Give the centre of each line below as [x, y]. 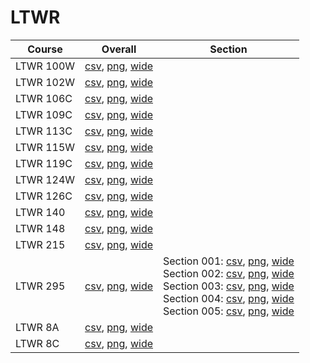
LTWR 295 [40, 286]
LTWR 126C [44, 196]
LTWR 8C [37, 343]
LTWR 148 [40, 228]
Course [45, 49]
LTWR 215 [40, 244]
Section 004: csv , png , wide [229, 298]
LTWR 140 [40, 212]
